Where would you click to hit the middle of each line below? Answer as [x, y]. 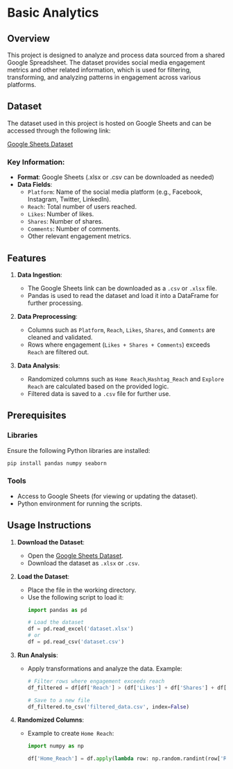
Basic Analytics [53, 13]
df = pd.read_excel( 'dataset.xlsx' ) [80, 629]
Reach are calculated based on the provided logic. [98, 386]
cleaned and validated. [60, 337]
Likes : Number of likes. [61, 214]
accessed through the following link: [59, 131]
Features [27, 258]
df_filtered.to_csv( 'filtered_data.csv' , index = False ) [108, 706]
